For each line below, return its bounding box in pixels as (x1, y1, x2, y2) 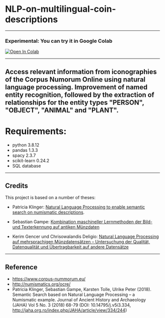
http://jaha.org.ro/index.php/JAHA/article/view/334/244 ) (12, 307, 127, 313)
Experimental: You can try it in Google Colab (5, 37, 112, 44)
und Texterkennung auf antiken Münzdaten (12, 224, 100, 230)
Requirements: (5, 125, 67, 137)
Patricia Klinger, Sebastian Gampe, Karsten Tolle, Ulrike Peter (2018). (12, 287, 152, 292)
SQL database (12, 163, 41, 169)
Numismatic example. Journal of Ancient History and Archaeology (12, 297, 146, 303)
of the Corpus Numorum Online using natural (5, 75, 146, 84)
